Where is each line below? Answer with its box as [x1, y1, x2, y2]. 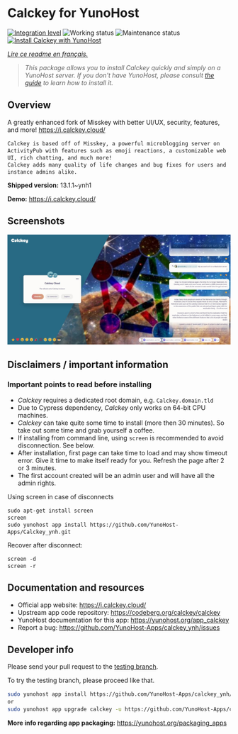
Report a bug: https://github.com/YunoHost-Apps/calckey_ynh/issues [17, 623, 220, 632]
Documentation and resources [7, 582, 144, 594]
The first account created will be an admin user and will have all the [17, 471, 215, 479]
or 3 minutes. [17, 463, 57, 472]
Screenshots [7, 215, 65, 228]
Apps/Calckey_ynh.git [7, 528, 72, 535]
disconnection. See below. [17, 441, 95, 450]
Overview [7, 99, 52, 111]
